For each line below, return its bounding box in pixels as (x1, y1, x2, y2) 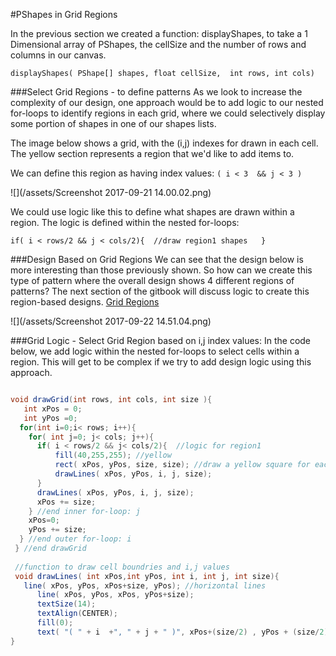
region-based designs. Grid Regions (10, 296, 160, 308)
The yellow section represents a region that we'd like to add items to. (10, 148, 295, 159)
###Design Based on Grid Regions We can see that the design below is (10, 254, 304, 265)
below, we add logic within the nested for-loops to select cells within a (10, 345, 300, 357)
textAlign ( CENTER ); (36, 609, 118, 619)
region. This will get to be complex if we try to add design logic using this (10, 356, 312, 368)
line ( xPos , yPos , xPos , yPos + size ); (36, 590, 195, 600)
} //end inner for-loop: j (28, 506, 141, 516)
